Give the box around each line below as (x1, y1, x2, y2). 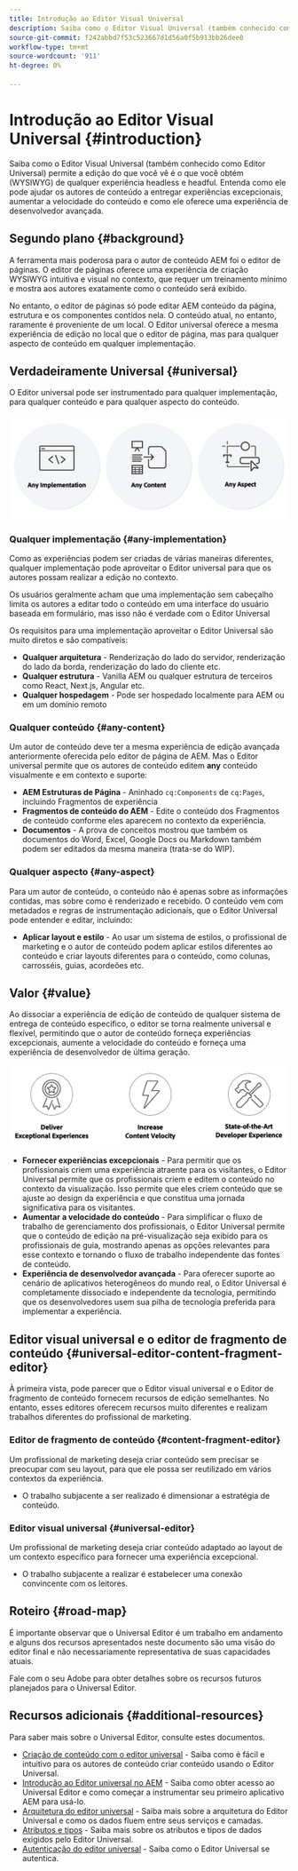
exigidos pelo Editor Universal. (21, 1834, 134, 1844)
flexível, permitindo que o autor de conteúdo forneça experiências (9, 1028, 251, 1039)
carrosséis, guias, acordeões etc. (21, 959, 145, 970)
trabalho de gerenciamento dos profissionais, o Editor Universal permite (21, 1222, 286, 1232)
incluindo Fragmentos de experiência (21, 796, 158, 808)
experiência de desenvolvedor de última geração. (9, 1047, 191, 1057)
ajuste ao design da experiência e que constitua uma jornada (21, 1193, 246, 1204)
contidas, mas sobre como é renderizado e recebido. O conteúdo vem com (9, 896, 284, 906)
